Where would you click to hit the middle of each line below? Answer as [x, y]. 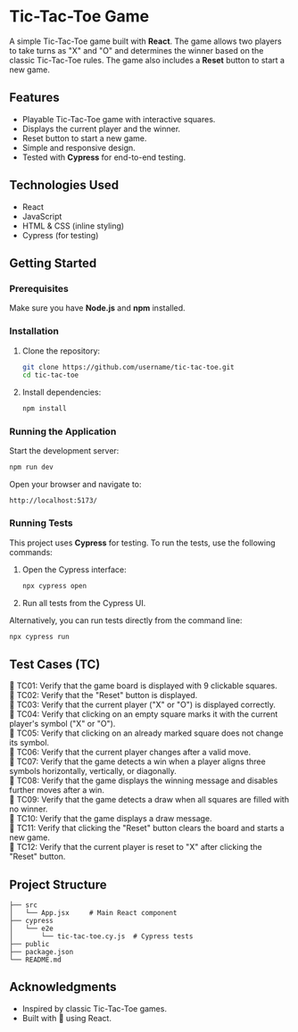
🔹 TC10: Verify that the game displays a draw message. [111, 819]
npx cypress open [54, 586]
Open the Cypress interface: [74, 570]
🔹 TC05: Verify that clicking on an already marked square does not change [146, 733]
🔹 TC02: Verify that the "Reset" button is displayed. [103, 695]
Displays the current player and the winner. [101, 129]
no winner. [29, 809]
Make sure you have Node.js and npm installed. [97, 308]
